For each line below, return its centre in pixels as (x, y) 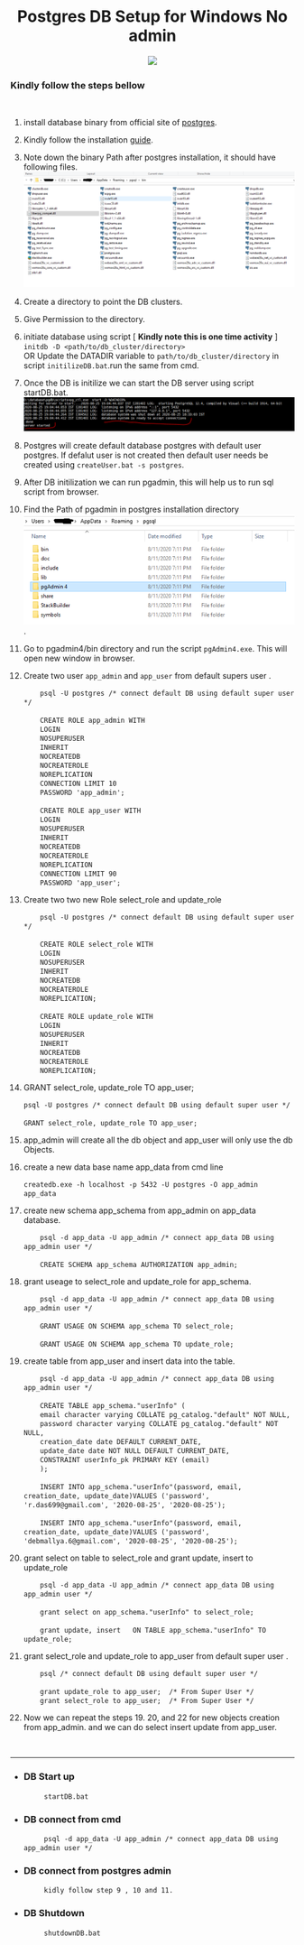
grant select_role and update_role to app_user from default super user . (156, 1656)
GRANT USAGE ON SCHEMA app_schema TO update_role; (137, 1345)
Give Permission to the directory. (84, 320)
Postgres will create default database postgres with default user (142, 446)
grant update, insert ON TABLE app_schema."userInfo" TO (153, 1631)
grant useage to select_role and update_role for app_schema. (137, 1282)
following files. (51, 167)
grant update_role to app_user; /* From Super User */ (147, 1692)
